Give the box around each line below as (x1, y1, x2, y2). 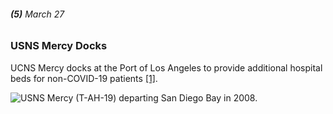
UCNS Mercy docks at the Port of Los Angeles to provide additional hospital (10, 61, 323, 74)
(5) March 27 (10, 8, 65, 20)
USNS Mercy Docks (10, 39, 108, 53)
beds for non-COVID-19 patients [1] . (10, 72, 158, 84)
